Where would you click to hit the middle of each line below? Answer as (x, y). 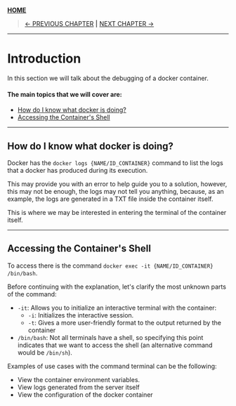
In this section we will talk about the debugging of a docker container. (108, 78)
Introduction (44, 59)
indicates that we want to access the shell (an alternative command (115, 345)
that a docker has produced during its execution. (78, 170)
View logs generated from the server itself (79, 387)
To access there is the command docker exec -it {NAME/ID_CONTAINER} (110, 266)
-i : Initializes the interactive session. (81, 315)
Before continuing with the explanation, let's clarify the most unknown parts (117, 287)
